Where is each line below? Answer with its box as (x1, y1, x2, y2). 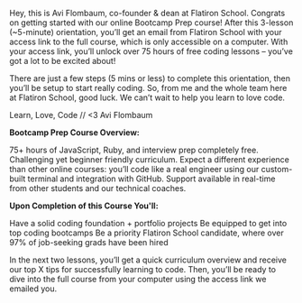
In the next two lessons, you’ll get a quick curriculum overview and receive (9, 254, 287, 265)
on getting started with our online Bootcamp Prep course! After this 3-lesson (9, 17, 294, 28)
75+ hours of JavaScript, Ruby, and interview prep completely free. (9, 144, 259, 155)
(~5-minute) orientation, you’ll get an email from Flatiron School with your (9, 27, 282, 37)
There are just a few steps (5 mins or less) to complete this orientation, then (9, 73, 291, 84)
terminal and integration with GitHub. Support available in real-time (27, 173, 276, 184)
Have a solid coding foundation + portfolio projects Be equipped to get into (9, 218, 288, 228)
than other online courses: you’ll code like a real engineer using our (9, 164, 260, 174)
